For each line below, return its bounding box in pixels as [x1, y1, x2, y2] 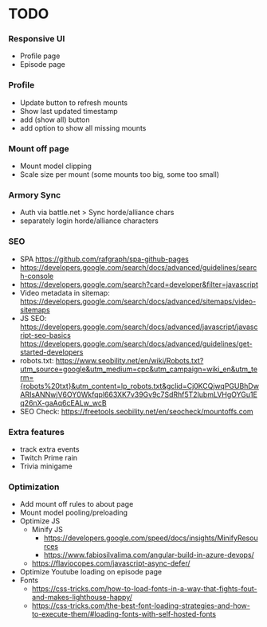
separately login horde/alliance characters [19, 216, 159, 225]
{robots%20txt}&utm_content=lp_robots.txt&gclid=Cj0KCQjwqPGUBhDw [19, 381, 259, 390]
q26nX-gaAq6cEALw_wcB [19, 398, 107, 407]
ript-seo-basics [19, 330, 72, 339]
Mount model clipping [19, 161, 92, 171]
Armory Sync [8, 190, 61, 200]
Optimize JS [19, 516, 61, 526]
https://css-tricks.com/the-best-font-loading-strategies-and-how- [31, 601, 251, 610]
